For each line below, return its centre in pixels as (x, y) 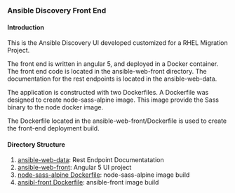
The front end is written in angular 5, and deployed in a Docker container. (113, 64)
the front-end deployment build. (53, 128)
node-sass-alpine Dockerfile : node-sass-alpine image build (103, 175)
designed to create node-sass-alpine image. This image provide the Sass (113, 100)
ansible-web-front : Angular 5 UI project (74, 168)
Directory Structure (36, 144)
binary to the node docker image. (55, 107)
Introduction (26, 27)
